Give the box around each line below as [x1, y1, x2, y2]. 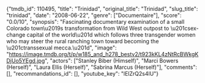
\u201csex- [170, 24, 199, 32]
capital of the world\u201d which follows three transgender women [26, 31, 196, 38]
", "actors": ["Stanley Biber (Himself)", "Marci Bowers [45, 57, 179, 64]
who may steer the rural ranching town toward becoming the [6, 38, 159, 45]
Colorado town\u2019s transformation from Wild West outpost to [6, 24, 170, 32]
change [6, 31, 26, 38]
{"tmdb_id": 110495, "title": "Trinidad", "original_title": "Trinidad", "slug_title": [6, 5, 198, 12]
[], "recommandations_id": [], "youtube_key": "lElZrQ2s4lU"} [6, 70, 159, 77]
